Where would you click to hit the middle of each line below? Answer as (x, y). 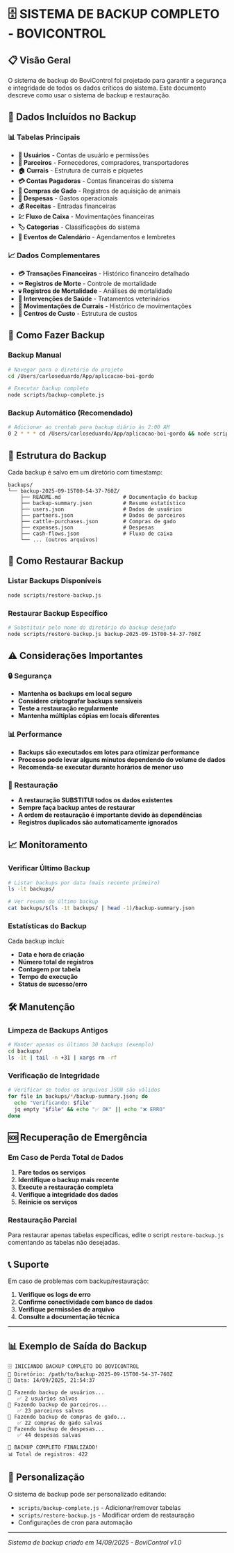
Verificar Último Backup (49, 868)
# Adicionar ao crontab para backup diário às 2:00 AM (89, 427)
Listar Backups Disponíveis (55, 581)
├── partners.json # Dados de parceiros (103, 516)
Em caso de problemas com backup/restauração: (78, 1281)
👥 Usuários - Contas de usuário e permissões (83, 155)
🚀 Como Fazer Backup (56, 335)
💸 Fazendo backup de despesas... (56, 1429)
